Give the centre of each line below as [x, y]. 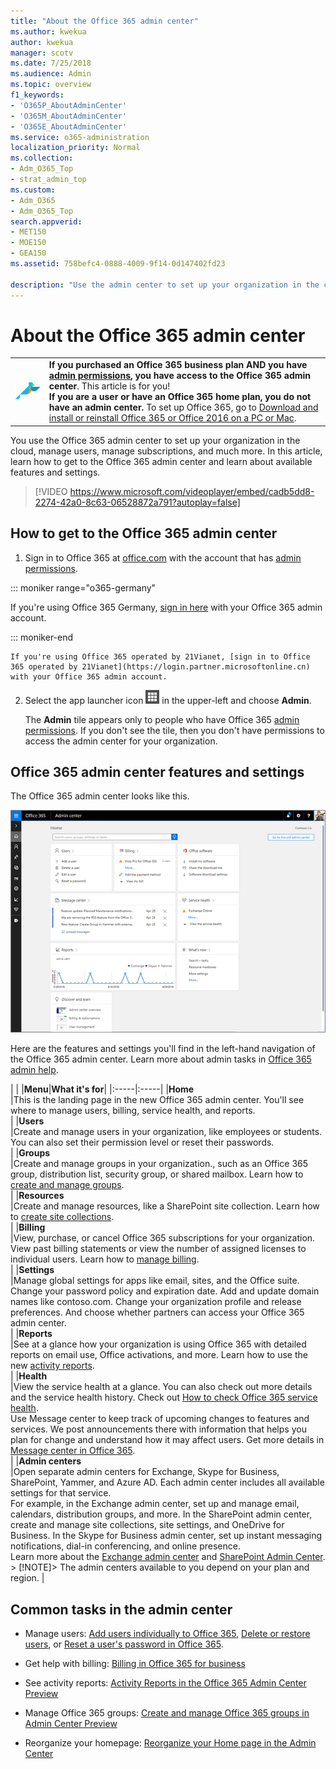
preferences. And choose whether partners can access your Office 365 [157, 1312]
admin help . [34, 1070]
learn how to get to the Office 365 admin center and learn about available [161, 461]
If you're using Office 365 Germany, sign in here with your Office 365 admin [166, 607]
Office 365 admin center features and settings [157, 771]
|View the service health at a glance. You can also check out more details [161, 1387]
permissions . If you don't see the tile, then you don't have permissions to [174, 730]
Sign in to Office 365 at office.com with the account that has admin [163, 557]
